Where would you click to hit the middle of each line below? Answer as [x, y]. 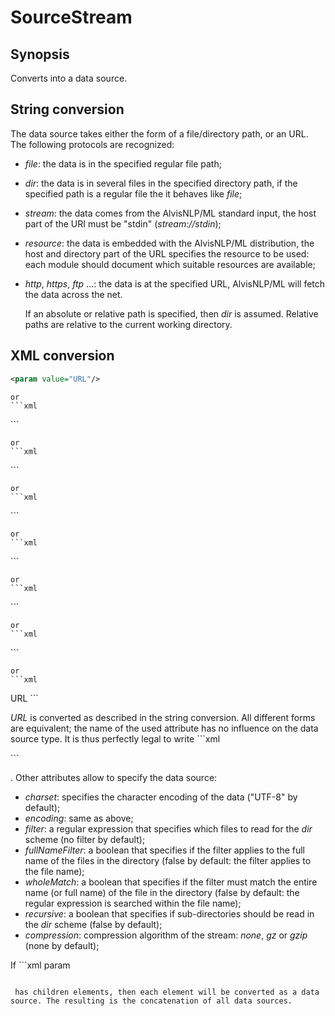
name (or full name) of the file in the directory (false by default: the [162, 892]
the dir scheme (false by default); [93, 924]
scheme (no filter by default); [85, 839]
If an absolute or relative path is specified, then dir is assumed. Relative [171, 313]
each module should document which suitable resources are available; [170, 264]
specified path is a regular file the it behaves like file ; [133, 193]
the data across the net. [73, 294]
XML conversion [62, 356]
